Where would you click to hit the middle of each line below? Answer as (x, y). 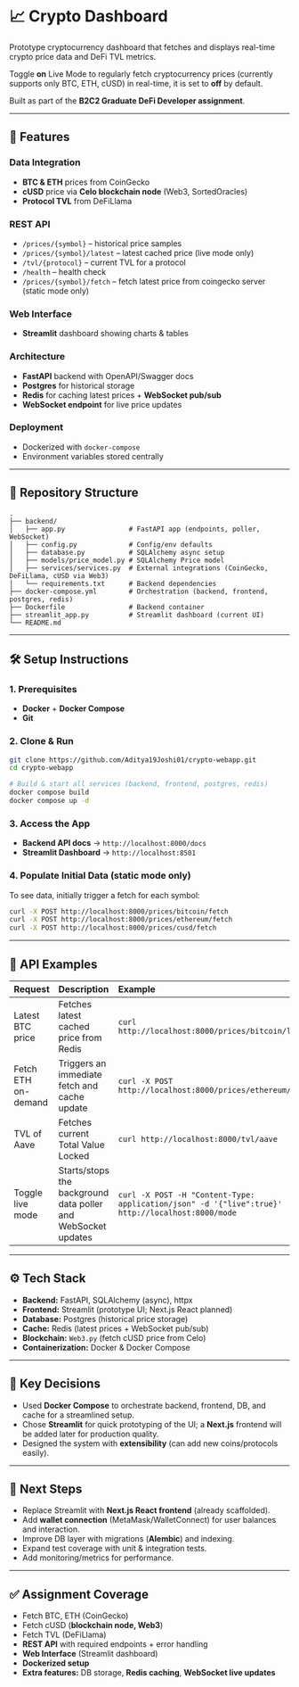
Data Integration (45, 162)
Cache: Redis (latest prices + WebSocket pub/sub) (115, 1328)
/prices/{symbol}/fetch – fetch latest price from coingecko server (144, 281)
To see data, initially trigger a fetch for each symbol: (105, 895)
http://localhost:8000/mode (178, 1213)
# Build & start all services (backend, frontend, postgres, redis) (139, 784)
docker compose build (49, 793)
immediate (80, 1075)
